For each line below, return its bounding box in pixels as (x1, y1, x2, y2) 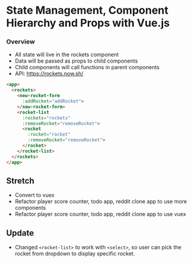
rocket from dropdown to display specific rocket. (14, 250, 136, 257)
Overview (6, 38, 35, 46)
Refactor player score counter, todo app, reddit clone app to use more (14, 198, 187, 205)
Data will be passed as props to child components (14, 57, 139, 64)
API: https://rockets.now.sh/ (14, 70, 84, 78)
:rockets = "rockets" (22, 115, 71, 121)
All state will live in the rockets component (14, 51, 119, 58)
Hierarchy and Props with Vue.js (6, 16, 170, 30)
